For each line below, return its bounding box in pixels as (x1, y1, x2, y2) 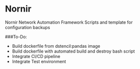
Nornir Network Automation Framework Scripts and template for (5, 19, 133, 25)
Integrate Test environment (12, 58, 66, 64)
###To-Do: (5, 34, 27, 40)
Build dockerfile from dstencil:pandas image (12, 43, 100, 49)
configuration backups (5, 24, 50, 30)
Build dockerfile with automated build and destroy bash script (12, 48, 135, 54)
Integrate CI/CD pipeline (12, 53, 61, 59)
